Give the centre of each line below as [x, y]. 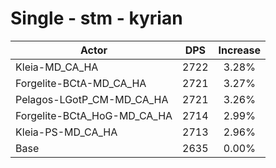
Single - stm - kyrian [96, 18]
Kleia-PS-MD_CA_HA [66, 132]
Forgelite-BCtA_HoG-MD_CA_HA [94, 115]
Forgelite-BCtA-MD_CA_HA [81, 83]
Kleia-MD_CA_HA [57, 67]
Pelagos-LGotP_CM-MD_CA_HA [92, 99]
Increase [240, 50]
